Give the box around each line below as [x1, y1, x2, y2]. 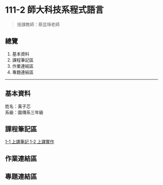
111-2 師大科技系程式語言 [5, 4, 104, 16]
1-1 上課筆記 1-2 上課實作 [5, 139, 54, 145]
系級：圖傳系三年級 [5, 109, 44, 115]
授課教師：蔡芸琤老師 [16, 21, 60, 27]
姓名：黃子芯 [5, 103, 31, 109]
